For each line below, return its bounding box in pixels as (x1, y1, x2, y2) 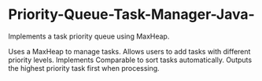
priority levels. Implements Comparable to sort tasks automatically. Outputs (8, 55, 253, 64)
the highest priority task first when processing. (8, 63, 160, 72)
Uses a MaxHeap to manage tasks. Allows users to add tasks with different (8, 46, 251, 56)
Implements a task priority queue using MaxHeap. (8, 31, 170, 41)
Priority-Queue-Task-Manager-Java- (8, 6, 256, 24)
